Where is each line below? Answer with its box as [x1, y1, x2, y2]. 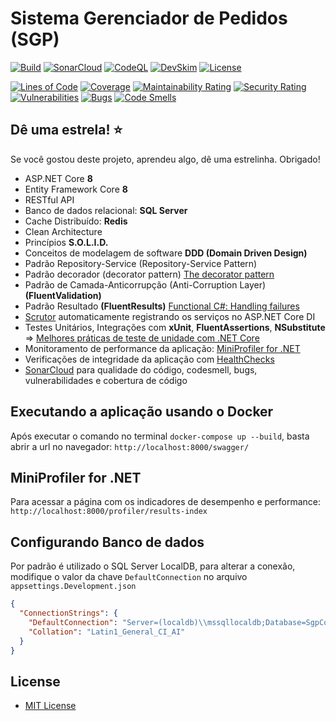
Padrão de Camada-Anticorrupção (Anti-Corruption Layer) [24, 278, 267, 291]
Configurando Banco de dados [10, 533, 205, 551]
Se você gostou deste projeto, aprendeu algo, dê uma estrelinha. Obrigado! [10, 153, 321, 165]
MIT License [24, 700, 77, 712]
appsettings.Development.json [10, 582, 137, 592]
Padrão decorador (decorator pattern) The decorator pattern [24, 268, 275, 280]
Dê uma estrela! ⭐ [10, 122, 123, 139]
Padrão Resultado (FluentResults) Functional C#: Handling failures [24, 300, 300, 312]
